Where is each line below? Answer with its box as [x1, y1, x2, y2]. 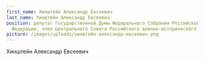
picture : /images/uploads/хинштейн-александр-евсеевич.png [6, 31, 159, 37]
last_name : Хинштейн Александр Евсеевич [6, 14, 110, 21]
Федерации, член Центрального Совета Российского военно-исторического [12, 25, 197, 32]
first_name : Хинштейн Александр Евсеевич [6, 8, 113, 15]
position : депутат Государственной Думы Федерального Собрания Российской [6, 20, 200, 26]
